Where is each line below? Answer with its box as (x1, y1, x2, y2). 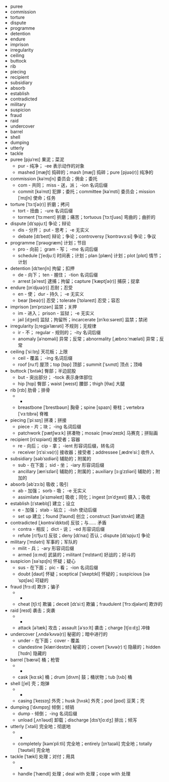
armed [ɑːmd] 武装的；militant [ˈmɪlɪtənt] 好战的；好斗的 (17, 552, 136, 558)
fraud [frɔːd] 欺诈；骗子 (10, 584, 60, 590)
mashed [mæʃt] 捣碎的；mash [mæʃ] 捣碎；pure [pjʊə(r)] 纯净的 (17, 169, 154, 175)
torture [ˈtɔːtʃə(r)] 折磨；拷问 (10, 201, 70, 207)
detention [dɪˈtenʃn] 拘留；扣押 (10, 265, 75, 271)
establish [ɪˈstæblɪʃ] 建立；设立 (10, 501, 75, 506)
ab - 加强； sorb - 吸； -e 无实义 (17, 488, 87, 493)
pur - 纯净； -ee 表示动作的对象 (17, 163, 84, 169)
